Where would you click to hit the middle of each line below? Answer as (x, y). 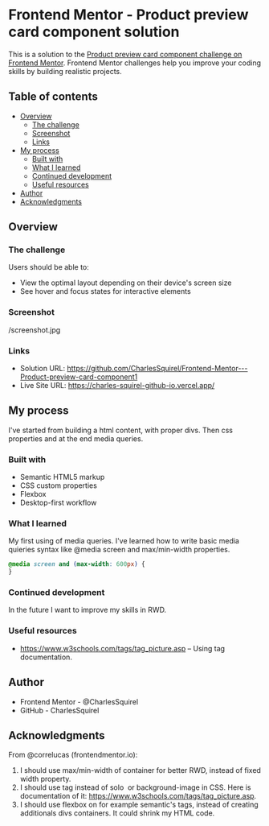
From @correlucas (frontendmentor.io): (73, 755)
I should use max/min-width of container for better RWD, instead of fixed (140, 770)
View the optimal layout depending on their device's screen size (126, 283)
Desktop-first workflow (58, 503)
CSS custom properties (59, 485)
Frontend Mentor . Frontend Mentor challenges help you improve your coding (135, 63)
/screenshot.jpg (35, 330)
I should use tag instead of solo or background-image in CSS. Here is (135, 787)
